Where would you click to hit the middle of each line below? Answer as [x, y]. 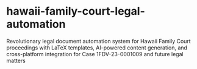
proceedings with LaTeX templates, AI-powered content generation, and [97, 48]
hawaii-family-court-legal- [76, 11]
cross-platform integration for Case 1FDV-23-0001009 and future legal [95, 54]
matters [16, 60]
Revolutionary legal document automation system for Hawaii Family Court [99, 41]
